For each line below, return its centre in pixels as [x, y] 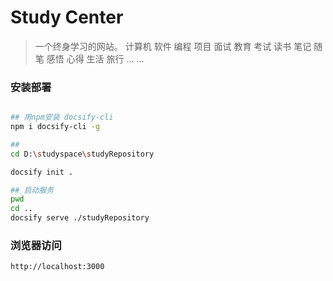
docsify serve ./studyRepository [80, 218]
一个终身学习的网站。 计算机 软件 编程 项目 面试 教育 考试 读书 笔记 [173, 46]
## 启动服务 [32, 190]
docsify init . [42, 172]
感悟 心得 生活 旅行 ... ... [95, 58]
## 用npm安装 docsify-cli [62, 117]
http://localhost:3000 [57, 267]
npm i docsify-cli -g [55, 127]
